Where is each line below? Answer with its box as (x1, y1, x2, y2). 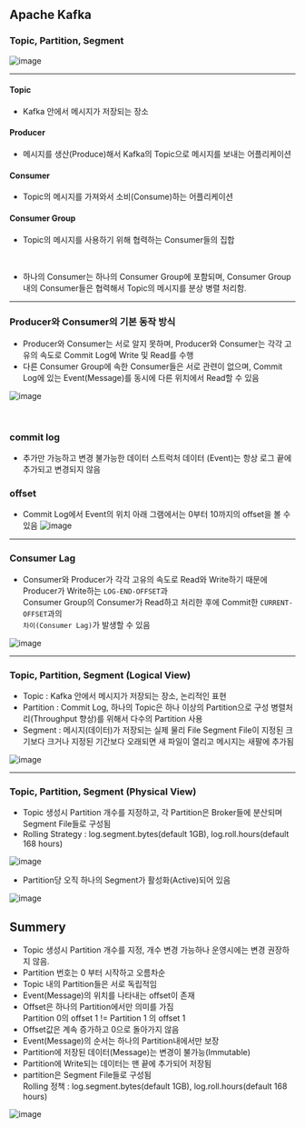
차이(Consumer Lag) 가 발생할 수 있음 (22, 619, 151, 630)
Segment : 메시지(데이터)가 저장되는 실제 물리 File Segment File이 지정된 (22, 724, 284, 735)
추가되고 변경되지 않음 (22, 464, 102, 475)
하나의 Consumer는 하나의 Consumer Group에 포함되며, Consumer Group (22, 271, 292, 282)
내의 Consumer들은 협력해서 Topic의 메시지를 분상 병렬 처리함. (22, 282, 247, 294)
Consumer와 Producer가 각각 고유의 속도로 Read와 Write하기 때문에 (22, 574, 268, 584)
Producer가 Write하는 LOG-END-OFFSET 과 (22, 585, 168, 596)
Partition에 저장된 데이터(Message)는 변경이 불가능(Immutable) (22, 1047, 251, 1058)
